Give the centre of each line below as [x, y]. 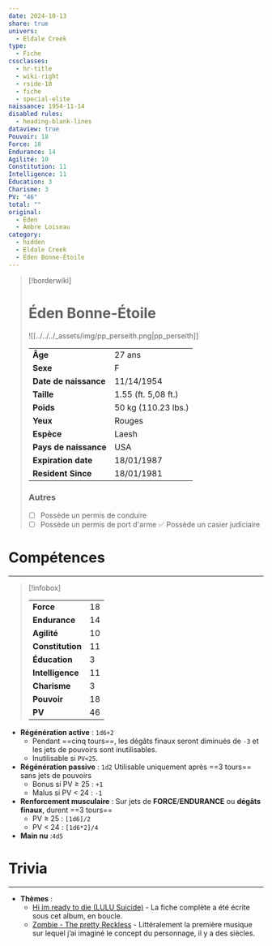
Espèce [47, 433]
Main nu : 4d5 [41, 836]
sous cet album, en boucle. [77, 916]
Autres [42, 497]
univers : [23, 31]
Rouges [129, 420]
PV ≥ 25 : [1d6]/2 [62, 818]
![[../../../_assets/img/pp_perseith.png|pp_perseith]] [113, 335]
